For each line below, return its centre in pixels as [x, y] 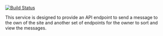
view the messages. [26, 28]
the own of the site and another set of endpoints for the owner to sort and [81, 23]
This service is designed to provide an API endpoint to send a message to [81, 17]
